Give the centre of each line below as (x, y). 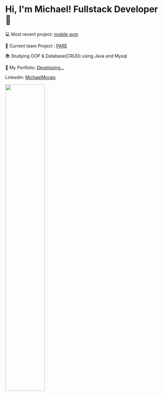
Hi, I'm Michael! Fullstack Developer (81, 9)
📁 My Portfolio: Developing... (35, 67)
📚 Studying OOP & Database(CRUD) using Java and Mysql (66, 56)
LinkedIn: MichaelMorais (31, 77)
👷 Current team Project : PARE (36, 46)
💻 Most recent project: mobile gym (42, 34)
